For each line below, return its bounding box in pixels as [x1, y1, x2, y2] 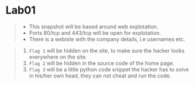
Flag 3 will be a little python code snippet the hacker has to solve [29, 66, 189, 73]
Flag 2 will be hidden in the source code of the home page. [29, 60, 175, 67]
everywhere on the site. [29, 53, 87, 60]
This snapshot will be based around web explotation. [29, 23, 159, 30]
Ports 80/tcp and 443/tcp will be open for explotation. [29, 29, 161, 36]
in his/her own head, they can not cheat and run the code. [29, 72, 172, 79]
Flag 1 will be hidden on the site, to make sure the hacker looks [29, 47, 185, 54]
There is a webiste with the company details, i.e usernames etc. [29, 35, 185, 42]
